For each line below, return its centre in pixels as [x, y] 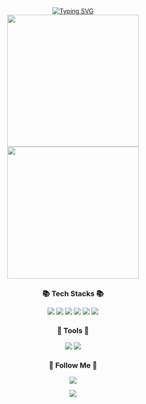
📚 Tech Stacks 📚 [73, 293]
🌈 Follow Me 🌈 [73, 365]
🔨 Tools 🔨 [73, 331]
